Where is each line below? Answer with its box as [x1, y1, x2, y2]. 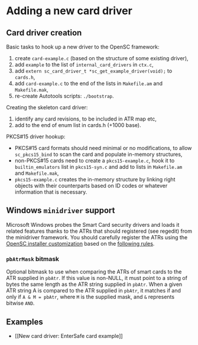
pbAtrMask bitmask [6, 255, 60, 263]
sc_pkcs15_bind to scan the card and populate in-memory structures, [14, 151, 183, 158]
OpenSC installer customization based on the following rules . [6, 240, 155, 247]
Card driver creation [6, 28, 82, 38]
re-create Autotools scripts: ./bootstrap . [14, 93, 114, 99]
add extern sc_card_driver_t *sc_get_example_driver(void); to [14, 67, 173, 74]
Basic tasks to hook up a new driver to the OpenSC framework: [6, 43, 160, 50]
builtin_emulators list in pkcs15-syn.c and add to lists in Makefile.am [14, 164, 183, 170]
